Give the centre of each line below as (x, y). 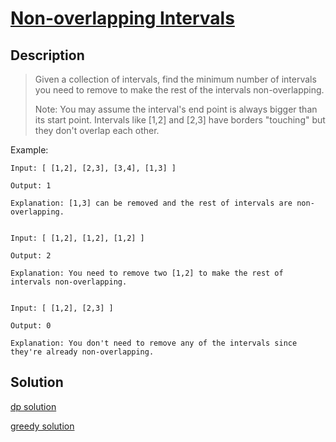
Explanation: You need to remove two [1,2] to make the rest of (147, 273)
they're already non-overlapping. (82, 352)
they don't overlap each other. (97, 130)
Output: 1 (31, 186)
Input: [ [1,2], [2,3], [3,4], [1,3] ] (93, 168)
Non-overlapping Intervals (122, 18)
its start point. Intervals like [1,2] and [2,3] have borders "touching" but (180, 120)
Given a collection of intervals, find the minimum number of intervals (175, 79)
